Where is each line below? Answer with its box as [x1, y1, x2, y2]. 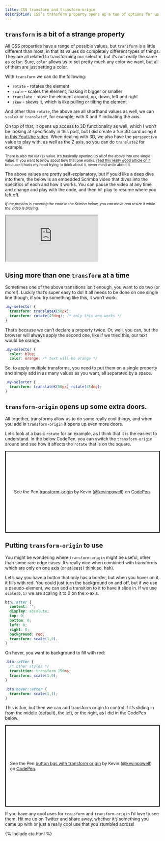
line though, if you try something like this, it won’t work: [5, 294, 117, 301]
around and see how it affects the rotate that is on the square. [5, 441, 132, 447]
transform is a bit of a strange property [5, 30, 125, 38]
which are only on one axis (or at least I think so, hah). [5, 565, 114, 571]
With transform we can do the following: [5, 73, 86, 79]
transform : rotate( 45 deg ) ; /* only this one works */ [9, 313, 122, 318]
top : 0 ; [9, 614, 26, 619]
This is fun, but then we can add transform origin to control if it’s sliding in [5, 705, 154, 711]
